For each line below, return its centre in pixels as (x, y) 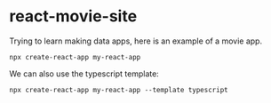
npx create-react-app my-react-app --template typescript (119, 90)
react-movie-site (73, 16)
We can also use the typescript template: (84, 74)
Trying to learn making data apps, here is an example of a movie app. (136, 41)
